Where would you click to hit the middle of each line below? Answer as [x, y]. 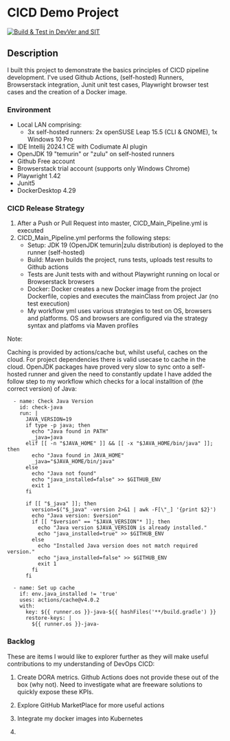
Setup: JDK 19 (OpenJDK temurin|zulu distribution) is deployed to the [125, 245]
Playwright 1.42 [39, 176]
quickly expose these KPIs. [55, 691]
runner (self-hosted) [56, 253]
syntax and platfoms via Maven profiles [83, 325]
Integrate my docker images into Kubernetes [80, 718]
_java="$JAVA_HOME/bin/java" [73, 462]
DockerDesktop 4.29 [46, 191]
